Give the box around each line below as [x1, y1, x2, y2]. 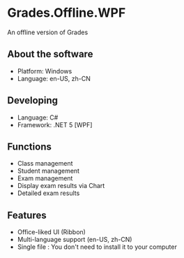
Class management [17, 159, 73, 168]
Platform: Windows [17, 66, 72, 75]
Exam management [17, 174, 73, 182]
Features [7, 209, 47, 221]
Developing [7, 94, 58, 106]
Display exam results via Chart [17, 182, 105, 190]
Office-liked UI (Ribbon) [17, 228, 86, 236]
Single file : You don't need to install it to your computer [17, 243, 178, 251]
